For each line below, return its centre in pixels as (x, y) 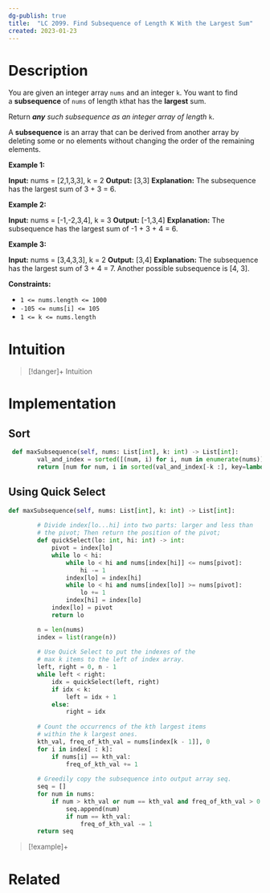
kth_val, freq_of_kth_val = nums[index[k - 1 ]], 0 (124, 741)
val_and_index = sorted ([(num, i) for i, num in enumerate (138, 460)
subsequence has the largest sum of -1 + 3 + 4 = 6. (93, 229)
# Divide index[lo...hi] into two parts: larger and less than (145, 526)
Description (48, 70)
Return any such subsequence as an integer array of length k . (112, 117)
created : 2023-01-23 (43, 31)
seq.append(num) (93, 809)
